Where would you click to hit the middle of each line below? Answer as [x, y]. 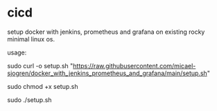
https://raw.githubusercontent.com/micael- [134, 65]
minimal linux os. [31, 39]
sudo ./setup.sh [29, 100]
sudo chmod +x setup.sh [43, 86]
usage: [17, 52]
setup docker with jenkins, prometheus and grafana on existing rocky [106, 32]
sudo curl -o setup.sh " [40, 65]
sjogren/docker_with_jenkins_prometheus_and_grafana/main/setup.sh [107, 73]
